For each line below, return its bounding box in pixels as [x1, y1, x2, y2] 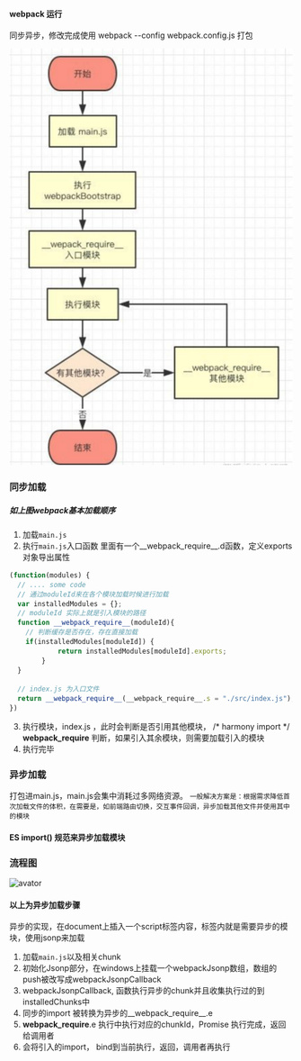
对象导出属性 [22, 551, 70, 562]
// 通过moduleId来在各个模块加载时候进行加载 [17, 590, 169, 599]
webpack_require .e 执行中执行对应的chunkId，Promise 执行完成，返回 [22, 1019, 287, 1030]
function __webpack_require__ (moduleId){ [17, 618, 175, 628]
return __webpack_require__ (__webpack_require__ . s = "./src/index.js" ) [17, 694, 292, 703]
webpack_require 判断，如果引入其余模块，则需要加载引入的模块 [22, 732, 265, 743]
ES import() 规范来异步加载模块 [9, 831, 126, 842]
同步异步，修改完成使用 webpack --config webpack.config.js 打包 [9, 30, 253, 41]
